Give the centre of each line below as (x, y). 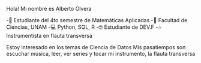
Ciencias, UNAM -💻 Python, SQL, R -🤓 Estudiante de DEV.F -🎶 (84, 27)
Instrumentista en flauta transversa (49, 36)
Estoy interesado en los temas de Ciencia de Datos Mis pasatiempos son (96, 47)
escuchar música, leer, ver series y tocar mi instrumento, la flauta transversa (101, 54)
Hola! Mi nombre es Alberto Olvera (49, 9)
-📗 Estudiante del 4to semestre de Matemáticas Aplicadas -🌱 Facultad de (97, 20)
